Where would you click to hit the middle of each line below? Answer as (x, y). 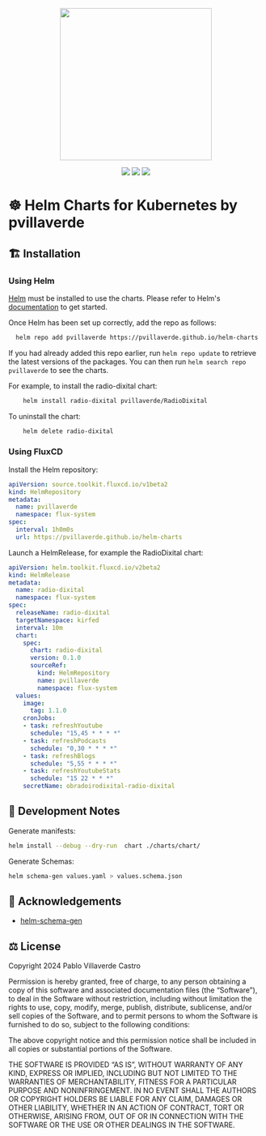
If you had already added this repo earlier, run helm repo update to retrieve (133, 353)
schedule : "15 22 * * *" (72, 778)
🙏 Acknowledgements (65, 901)
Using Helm (32, 281)
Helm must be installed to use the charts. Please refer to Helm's (114, 298)
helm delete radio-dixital (68, 431)
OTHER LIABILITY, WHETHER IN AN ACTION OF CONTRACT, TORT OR (126, 1108)
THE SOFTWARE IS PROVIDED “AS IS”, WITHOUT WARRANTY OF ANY (126, 1065)
